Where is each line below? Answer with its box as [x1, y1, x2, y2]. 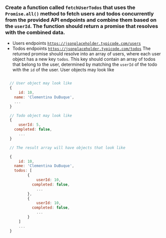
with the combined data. [5, 29, 66, 36]
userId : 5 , [18, 122, 41, 127]
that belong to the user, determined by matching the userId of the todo [12, 61, 158, 67]
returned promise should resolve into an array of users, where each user [12, 51, 161, 57]
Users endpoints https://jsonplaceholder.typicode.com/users [12, 40, 141, 46]
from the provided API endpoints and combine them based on [5, 16, 157, 23]
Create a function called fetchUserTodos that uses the [5, 4, 136, 11]
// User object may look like [9, 81, 72, 86]
